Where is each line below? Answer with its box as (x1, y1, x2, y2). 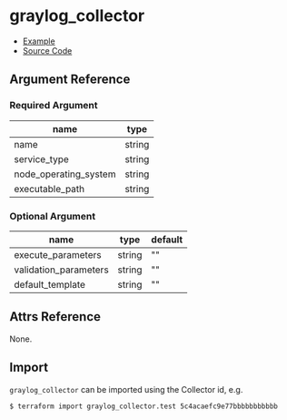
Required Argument (9, 99, 98, 112)
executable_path (14, 182, 85, 195)
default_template (14, 278, 86, 291)
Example (22, 36, 56, 46)
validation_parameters (14, 263, 109, 276)
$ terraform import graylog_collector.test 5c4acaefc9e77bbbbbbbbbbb (9, 402, 279, 411)
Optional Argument (9, 210, 96, 222)
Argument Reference (9, 72, 131, 87)
